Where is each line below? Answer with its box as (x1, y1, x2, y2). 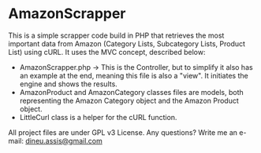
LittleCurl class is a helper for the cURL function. (19, 112, 177, 122)
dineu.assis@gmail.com (24, 136, 103, 145)
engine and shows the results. (19, 79, 118, 89)
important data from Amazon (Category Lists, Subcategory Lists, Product (8, 38, 246, 48)
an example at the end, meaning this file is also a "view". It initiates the (19, 71, 248, 80)
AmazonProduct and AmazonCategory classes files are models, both (19, 87, 244, 97)
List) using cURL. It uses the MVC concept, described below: (8, 47, 206, 56)
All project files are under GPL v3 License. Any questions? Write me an (8, 127, 238, 137)
